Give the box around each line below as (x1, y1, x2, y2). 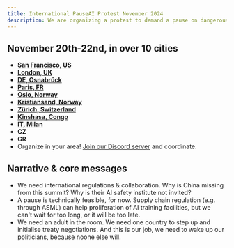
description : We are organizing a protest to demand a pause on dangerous (7, 17, 229, 24)
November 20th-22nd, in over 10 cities (7, 42, 179, 54)
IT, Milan (17, 120, 43, 129)
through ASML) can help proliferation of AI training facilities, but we (17, 203, 211, 212)
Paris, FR (17, 83, 44, 91)
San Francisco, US (17, 61, 72, 70)
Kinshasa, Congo (17, 113, 68, 121)
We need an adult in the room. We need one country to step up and (17, 218, 211, 226)
